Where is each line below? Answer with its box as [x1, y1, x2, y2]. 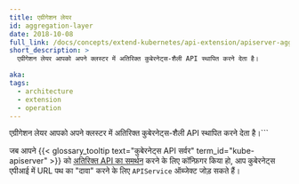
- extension [17, 95, 62, 104]
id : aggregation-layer [9, 21, 93, 30]
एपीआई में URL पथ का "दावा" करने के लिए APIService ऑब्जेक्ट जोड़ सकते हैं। [9, 165, 240, 176]
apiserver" [9, 156, 48, 166]
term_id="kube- [196, 146, 255, 156]
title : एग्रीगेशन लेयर [9, 12, 72, 22]
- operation [17, 103, 62, 112]
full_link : [9, 37, 50, 47]
